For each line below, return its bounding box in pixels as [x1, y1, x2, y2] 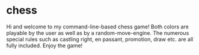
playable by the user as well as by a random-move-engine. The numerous [6, 29, 189, 36]
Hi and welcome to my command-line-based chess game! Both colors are [6, 23, 189, 30]
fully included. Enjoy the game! [6, 42, 83, 49]
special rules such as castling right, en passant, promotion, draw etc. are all [6, 35, 194, 43]
